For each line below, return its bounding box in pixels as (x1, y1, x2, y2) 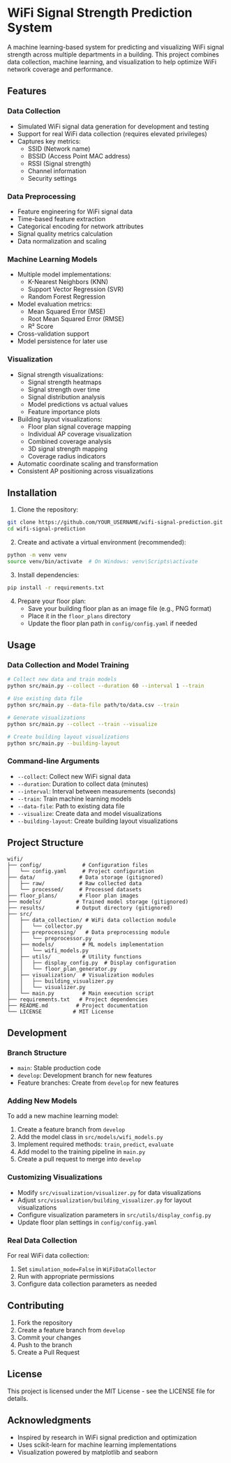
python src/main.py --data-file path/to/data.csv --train (7, 701, 179, 709)
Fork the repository (17, 1318, 73, 1327)
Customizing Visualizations (7, 1173, 103, 1182)
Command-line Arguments (7, 756, 100, 766)
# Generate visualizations (7, 714, 86, 721)
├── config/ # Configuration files (7, 861, 149, 868)
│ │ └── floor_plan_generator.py (7, 965, 117, 972)
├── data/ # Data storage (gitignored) (7, 874, 164, 881)
